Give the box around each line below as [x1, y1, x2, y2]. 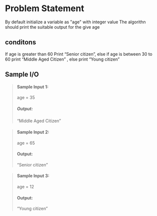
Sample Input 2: [16, 129, 50, 135]
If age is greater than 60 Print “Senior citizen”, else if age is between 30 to [5, 51, 153, 57]
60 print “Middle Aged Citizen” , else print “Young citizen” [5, 56, 120, 62]
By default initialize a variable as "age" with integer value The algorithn [5, 19, 146, 25]
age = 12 [16, 183, 34, 189]
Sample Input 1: [16, 83, 49, 90]
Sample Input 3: [16, 173, 50, 179]
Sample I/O [5, 70, 39, 79]
